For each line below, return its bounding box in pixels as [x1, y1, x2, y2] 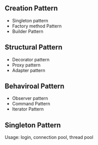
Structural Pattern [5, 43, 63, 52]
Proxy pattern [12, 62, 41, 68]
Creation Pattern [5, 4, 58, 13]
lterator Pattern [12, 106, 44, 112]
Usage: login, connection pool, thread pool [5, 134, 94, 140]
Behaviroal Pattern [5, 82, 65, 91]
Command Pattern [12, 101, 51, 107]
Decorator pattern [12, 56, 50, 62]
